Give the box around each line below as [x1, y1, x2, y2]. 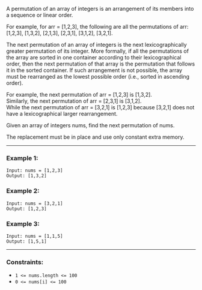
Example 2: [6, 187, 40, 195]
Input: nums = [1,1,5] [6, 233, 63, 239]
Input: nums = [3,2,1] [6, 201, 63, 207]
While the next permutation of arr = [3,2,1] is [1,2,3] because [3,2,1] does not [6, 104, 195, 110]
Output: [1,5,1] [6, 238, 47, 244]
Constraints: [6, 258, 44, 266]
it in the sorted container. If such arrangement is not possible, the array [6, 67, 182, 74]
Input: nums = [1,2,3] [6, 168, 63, 174]
